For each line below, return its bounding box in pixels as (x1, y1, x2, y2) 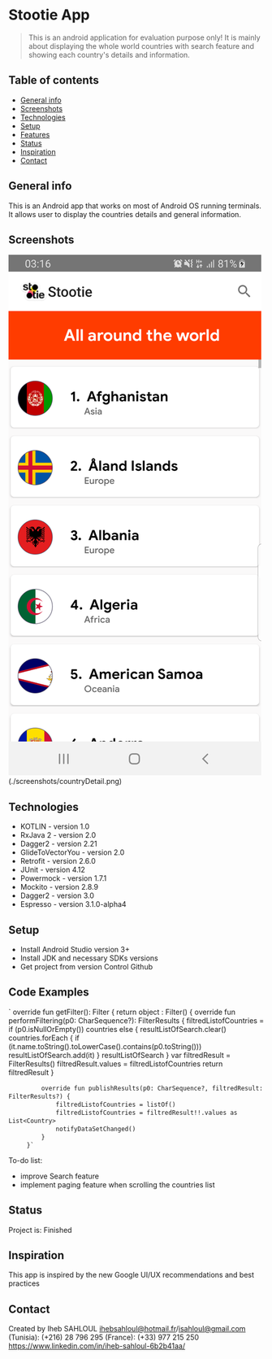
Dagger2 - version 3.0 (19, 891, 95, 900)
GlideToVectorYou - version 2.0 (19, 847, 125, 857)
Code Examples (8, 986, 89, 1000)
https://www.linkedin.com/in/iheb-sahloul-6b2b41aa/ (8, 1341, 186, 1351)
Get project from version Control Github (19, 962, 153, 971)
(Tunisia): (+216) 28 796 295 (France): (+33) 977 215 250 (8, 1332, 200, 1343)
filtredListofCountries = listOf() (55, 1100, 176, 1109)
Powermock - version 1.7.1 (19, 873, 107, 883)
